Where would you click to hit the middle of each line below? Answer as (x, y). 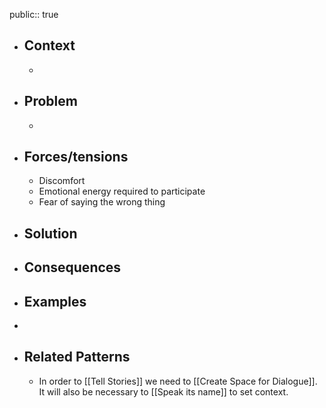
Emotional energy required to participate (122, 191)
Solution (50, 233)
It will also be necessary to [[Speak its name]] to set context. (163, 391)
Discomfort (62, 181)
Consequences (72, 267)
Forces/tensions (76, 157)
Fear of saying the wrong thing (102, 202)
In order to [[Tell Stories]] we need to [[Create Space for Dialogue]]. (178, 381)
